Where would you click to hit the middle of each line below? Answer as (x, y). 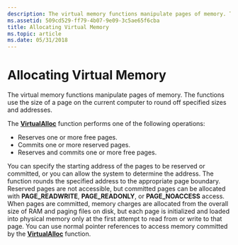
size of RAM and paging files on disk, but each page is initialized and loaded (119, 211)
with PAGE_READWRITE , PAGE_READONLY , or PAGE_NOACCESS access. (116, 196)
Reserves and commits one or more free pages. (87, 152)
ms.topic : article (34, 34)
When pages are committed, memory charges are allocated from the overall (118, 204)
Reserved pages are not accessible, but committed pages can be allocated (117, 189)
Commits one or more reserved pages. (74, 145)
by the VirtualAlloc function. (49, 234)
